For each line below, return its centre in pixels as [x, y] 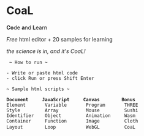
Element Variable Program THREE [72, 105]
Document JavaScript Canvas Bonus [71, 99]
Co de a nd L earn [27, 27]
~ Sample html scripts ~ [38, 89]
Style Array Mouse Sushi [72, 110]
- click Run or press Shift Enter [51, 78]
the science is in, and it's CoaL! [46, 51]
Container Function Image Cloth [72, 121]
